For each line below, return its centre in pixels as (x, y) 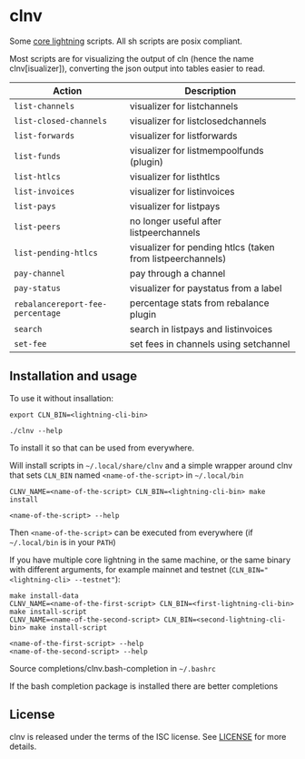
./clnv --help (36, 430)
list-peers (37, 227)
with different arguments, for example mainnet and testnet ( (121, 569)
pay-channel (40, 273)
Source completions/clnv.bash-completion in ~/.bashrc (113, 668)
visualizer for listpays (175, 206)
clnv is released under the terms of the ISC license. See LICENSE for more (148, 736)
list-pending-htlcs (56, 253)
